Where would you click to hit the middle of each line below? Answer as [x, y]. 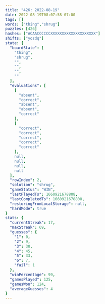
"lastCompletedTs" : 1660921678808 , [47, 199]
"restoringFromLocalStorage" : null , [48, 204]
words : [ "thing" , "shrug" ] [32, 24]
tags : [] [14, 19]
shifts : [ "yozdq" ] [24, 39]
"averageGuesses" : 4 [31, 289]
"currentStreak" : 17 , [33, 223]
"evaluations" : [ [28, 85]
